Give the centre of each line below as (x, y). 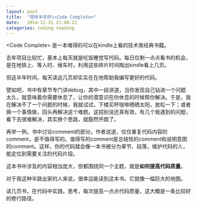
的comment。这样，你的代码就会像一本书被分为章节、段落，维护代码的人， (97, 147)
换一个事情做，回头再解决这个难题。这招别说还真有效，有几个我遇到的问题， (98, 112)
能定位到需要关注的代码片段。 (42, 154)
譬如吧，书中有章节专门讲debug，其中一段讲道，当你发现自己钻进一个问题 (96, 90)
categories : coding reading (40, 28)
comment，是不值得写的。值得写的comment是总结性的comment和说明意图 (97, 139)
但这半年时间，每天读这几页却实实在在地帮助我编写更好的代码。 (83, 77)
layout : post (22, 11)
